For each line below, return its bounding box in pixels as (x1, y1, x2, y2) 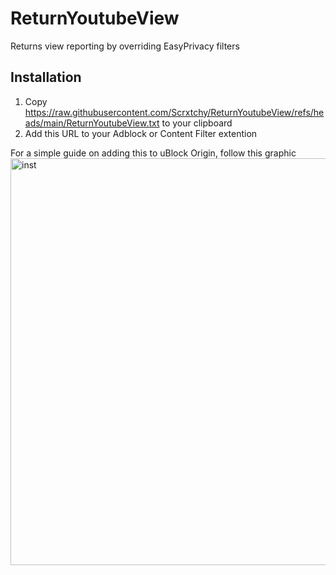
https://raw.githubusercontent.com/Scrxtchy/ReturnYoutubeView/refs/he (24, 106, 325, 118)
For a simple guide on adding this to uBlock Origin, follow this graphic (10, 147, 297, 159)
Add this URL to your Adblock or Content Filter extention (24, 127, 258, 139)
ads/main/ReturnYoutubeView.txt (24, 117, 160, 129)
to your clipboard (161, 117, 233, 129)
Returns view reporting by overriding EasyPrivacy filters (10, 40, 240, 52)
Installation (10, 69, 82, 86)
